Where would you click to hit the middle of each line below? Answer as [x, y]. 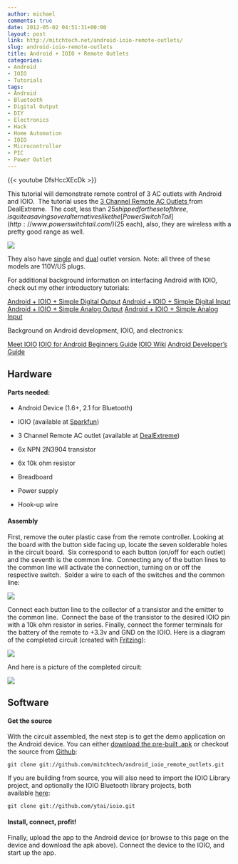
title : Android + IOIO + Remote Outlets [68, 54]
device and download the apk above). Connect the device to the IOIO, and [116, 845]
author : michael [31, 14]
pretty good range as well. [46, 231]
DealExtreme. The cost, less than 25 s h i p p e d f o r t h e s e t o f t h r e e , [98, 209]
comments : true [30, 21]
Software [28, 703]
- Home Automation [35, 133]
